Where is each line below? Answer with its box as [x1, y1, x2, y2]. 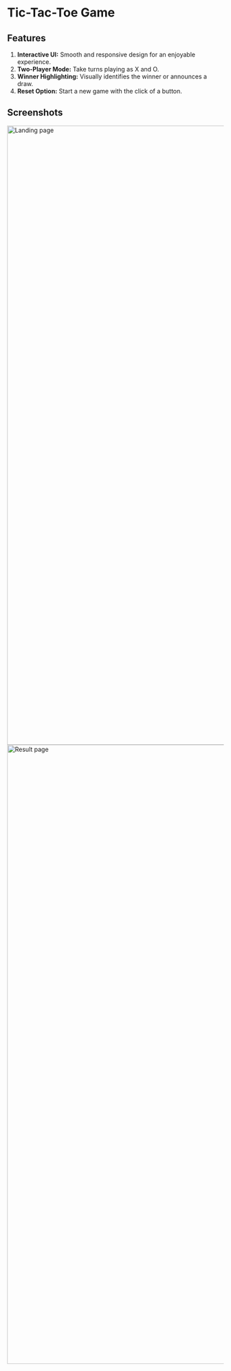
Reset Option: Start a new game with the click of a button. [16, 87, 182, 95]
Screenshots [7, 107, 63, 118]
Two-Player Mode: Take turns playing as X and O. [16, 65, 159, 73]
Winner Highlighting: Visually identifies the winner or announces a [16, 72, 208, 80]
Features [7, 32, 46, 44]
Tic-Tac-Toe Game [7, 5, 115, 21]
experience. [16, 58, 52, 66]
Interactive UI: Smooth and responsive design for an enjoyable [16, 50, 196, 58]
